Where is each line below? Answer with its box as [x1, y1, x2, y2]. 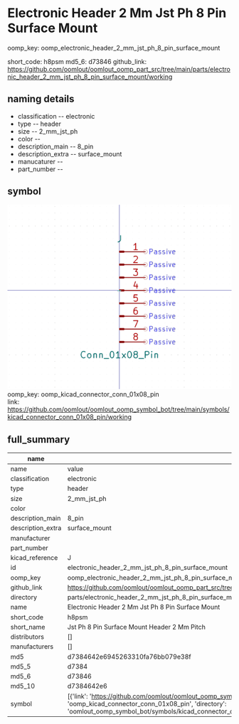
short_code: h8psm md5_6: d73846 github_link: [7, 57, 147, 65]
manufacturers [10, 642, 54, 651]
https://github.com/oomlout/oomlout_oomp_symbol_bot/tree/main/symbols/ [7, 405, 230, 414]
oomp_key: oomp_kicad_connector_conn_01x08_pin [7, 390, 160, 399]
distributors [10, 632, 45, 641]
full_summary [7, 433, 70, 445]
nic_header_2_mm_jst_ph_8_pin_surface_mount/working [7, 72, 173, 81]
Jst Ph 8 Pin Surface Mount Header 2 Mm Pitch [67, 622, 206, 631]
